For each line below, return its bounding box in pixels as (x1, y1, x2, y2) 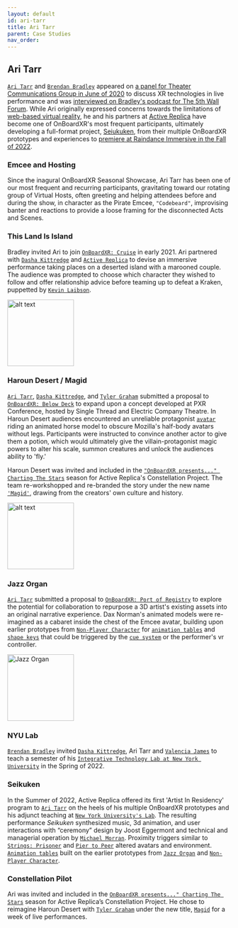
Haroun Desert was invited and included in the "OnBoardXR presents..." (7, 465, 217, 474)
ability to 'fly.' (7, 452, 47, 460)
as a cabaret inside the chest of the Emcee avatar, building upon (35, 618, 224, 626)
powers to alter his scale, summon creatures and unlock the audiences (7, 444, 214, 453)
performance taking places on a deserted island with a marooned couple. (7, 263, 222, 271)
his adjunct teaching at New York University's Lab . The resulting (7, 810, 197, 819)
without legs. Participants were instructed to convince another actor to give (7, 429, 227, 438)
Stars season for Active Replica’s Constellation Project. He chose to (7, 897, 205, 906)
